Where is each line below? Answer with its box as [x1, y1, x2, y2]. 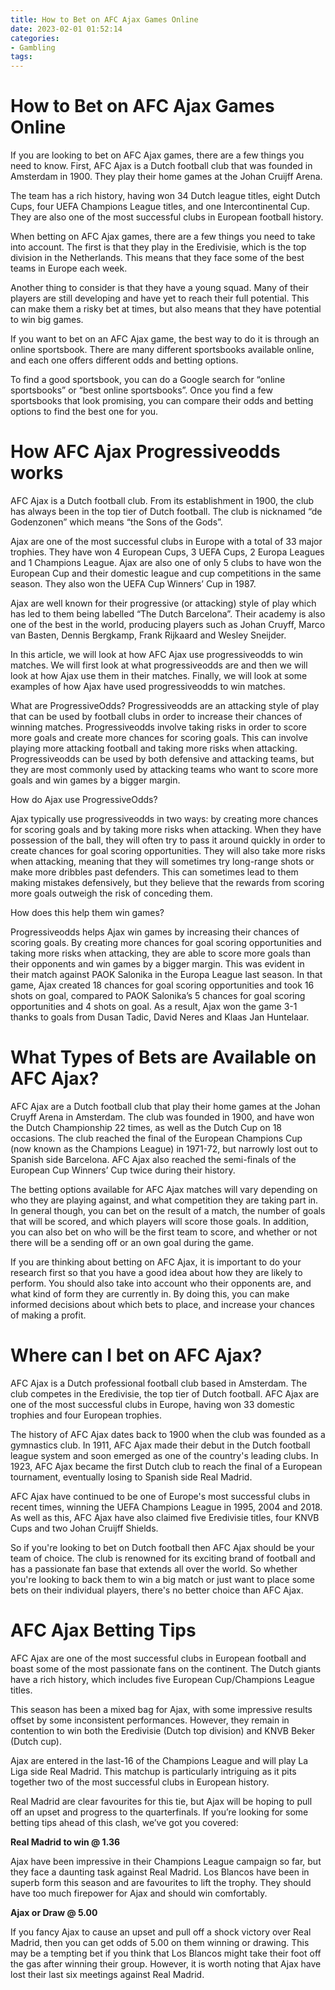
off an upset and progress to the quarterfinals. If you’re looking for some [10, 1806, 309, 1818]
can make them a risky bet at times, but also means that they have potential [10, 303, 322, 315]
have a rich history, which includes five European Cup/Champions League [10, 1673, 315, 1685]
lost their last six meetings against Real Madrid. [10, 1968, 205, 1980]
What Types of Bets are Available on [10, 1046, 317, 1069]
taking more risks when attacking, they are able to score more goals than [10, 947, 311, 959]
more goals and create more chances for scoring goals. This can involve [10, 732, 308, 743]
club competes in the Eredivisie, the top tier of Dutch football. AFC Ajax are [10, 1387, 320, 1400]
